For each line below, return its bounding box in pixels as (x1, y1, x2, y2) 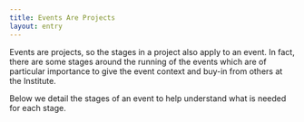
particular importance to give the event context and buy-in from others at (9, 65, 283, 77)
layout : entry (9, 22, 64, 31)
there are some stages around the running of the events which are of (9, 56, 267, 67)
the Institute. (9, 75, 56, 86)
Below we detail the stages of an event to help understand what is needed (9, 92, 287, 104)
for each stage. (9, 102, 66, 113)
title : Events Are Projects (9, 13, 116, 23)
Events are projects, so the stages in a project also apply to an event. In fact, (9, 46, 295, 57)
